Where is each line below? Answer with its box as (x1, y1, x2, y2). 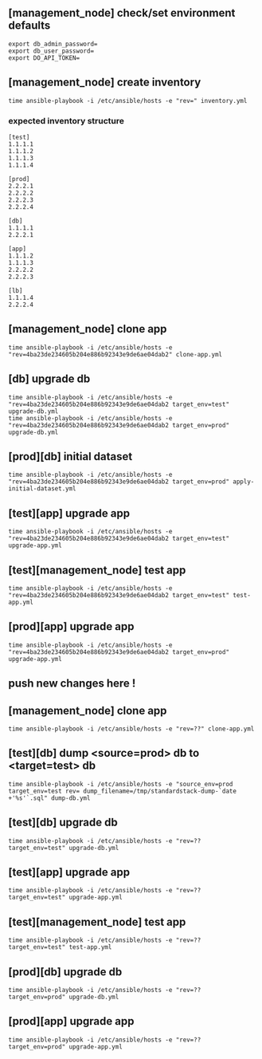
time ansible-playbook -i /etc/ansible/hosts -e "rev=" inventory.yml (8, 96, 248, 104)
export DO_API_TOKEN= (8, 53, 80, 62)
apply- (233, 478, 255, 486)
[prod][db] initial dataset (8, 450, 133, 463)
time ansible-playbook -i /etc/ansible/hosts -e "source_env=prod (8, 780, 233, 788)
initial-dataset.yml (8, 485, 77, 493)
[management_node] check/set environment (8, 6, 236, 20)
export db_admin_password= (8, 40, 98, 48)
